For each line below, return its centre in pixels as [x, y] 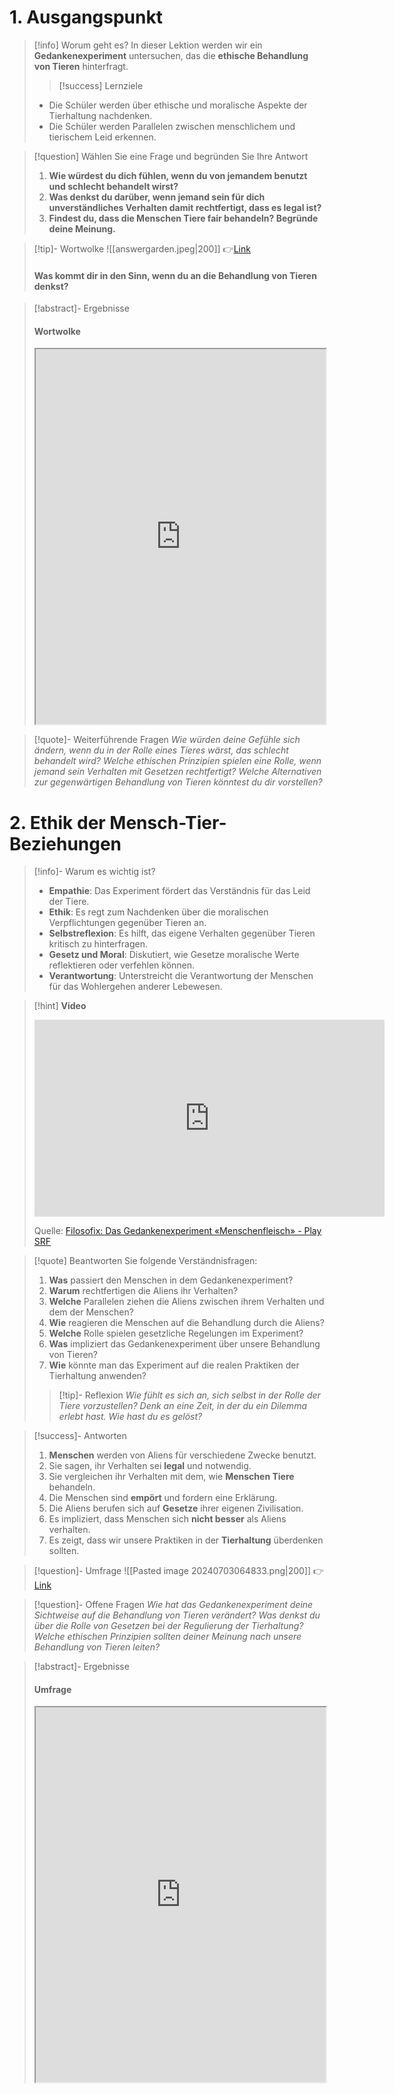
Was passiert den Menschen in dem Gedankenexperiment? [171, 1280]
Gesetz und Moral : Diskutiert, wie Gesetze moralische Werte [174, 955]
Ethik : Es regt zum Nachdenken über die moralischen [158, 912]
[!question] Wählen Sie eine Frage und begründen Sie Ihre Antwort [171, 156]
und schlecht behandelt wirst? [113, 186]
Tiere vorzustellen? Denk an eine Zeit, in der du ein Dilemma [182, 1406]
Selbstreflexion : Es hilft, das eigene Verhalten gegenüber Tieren [182, 933]
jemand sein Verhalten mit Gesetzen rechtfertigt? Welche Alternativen [177, 772]
